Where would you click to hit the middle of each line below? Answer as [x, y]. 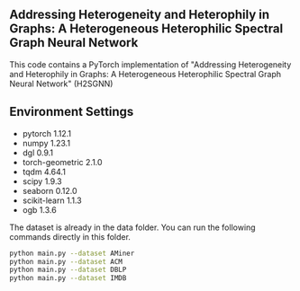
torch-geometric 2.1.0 [62, 162]
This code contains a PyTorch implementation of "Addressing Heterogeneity [150, 64]
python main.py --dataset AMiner [72, 253]
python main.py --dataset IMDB [68, 278]
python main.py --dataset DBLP [68, 270]
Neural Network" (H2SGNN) [61, 84]
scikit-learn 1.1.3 [52, 200]
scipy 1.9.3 [42, 181]
